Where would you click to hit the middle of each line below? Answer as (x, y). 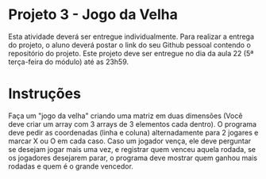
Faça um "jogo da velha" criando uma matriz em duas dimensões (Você (125, 116)
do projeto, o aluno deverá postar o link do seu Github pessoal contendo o (130, 44)
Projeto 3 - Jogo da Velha (93, 15)
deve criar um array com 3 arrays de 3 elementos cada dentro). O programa (132, 124)
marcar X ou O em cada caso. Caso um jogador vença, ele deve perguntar (130, 141)
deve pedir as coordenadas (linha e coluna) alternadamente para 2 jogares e (133, 132)
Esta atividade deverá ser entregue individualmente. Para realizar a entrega (131, 36)
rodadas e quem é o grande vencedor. (71, 166)
